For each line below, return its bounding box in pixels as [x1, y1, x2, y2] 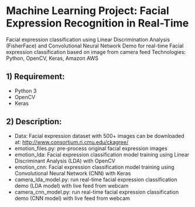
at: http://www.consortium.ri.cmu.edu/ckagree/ [14, 138, 129, 145]
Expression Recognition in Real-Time [6, 16, 189, 30]
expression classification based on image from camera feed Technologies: [6, 48, 186, 55]
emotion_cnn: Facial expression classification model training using [14, 163, 175, 171]
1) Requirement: [6, 72, 65, 82]
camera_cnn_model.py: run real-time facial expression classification [14, 188, 179, 195]
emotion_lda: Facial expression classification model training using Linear [14, 151, 190, 158]
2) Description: [6, 117, 62, 127]
